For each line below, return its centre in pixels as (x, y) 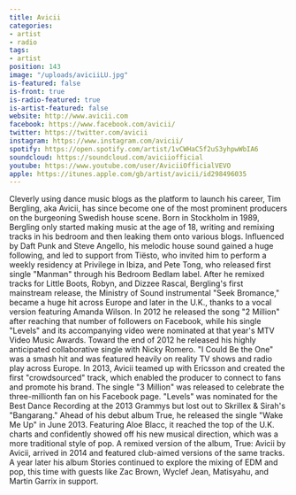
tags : (19, 50)
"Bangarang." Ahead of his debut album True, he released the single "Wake (146, 415)
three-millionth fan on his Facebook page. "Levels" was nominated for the (144, 397)
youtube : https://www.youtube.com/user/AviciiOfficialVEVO (120, 166)
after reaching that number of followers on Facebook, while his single (135, 321)
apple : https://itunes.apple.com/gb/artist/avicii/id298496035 (128, 174)
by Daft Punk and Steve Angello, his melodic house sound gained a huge (141, 246)
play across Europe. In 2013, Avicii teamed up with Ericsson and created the (147, 368)
